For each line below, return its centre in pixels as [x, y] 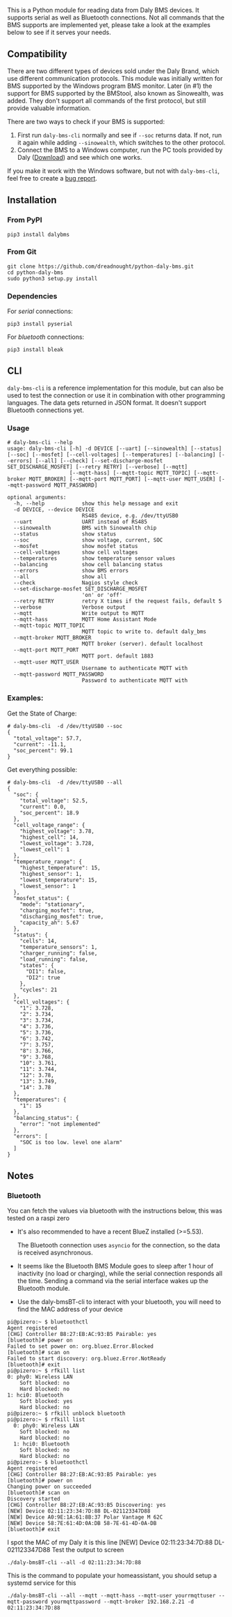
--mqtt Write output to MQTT [79, 614]
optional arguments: [37, 498]
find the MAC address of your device [70, 1309]
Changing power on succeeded [49, 1487]
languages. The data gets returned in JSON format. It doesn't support [107, 402]
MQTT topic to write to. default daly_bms [144, 632]
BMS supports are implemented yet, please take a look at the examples [109, 25]
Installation [32, 200]
